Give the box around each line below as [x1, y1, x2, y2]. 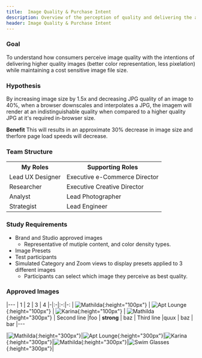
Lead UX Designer [9, 173, 61, 181]
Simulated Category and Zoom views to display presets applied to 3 [14, 260, 183, 267]
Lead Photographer [66, 192, 121, 201]
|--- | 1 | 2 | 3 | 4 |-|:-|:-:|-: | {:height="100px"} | [6, 301, 150, 308]
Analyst [9, 192, 31, 201]
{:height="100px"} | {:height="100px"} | [6, 307, 126, 315]
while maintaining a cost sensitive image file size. [6, 66, 128, 74]
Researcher [9, 183, 42, 191]
